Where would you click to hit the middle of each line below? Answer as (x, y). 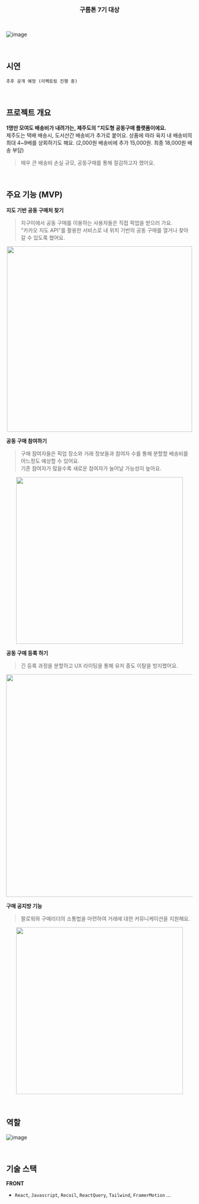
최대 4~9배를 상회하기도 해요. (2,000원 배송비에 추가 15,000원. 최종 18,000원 (96, 142)
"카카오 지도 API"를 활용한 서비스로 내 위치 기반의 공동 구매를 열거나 (99, 230)
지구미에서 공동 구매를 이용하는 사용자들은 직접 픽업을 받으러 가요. (97, 223)
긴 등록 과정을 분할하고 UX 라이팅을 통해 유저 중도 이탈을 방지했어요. (99, 665)
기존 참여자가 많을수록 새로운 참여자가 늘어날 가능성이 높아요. (91, 468)
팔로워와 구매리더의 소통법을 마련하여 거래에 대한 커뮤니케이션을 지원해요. (105, 919)
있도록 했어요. (49, 237)
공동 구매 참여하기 (27, 441)
